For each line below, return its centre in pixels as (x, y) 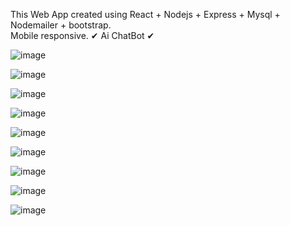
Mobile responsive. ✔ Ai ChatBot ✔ (82, 35)
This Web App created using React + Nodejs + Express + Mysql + (145, 14)
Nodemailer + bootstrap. (61, 25)
